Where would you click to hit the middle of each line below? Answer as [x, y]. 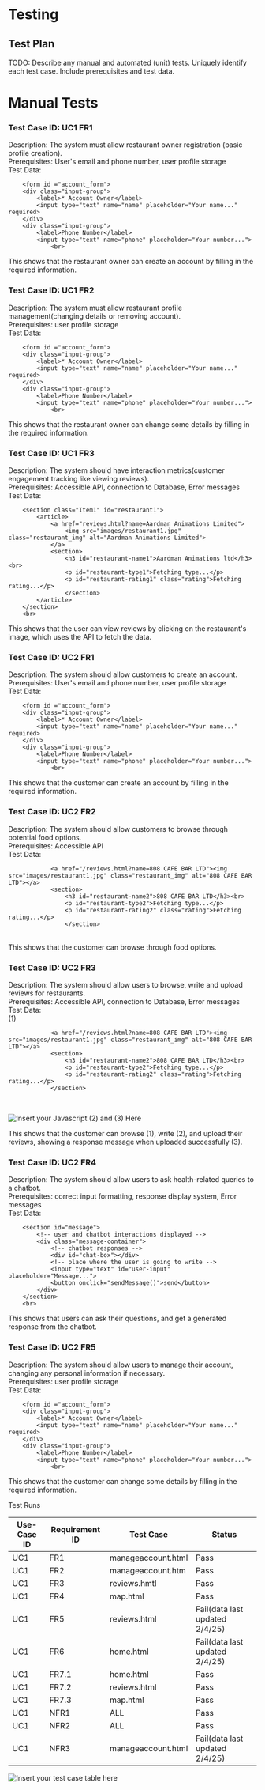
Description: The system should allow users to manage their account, [121, 1365]
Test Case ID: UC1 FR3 [51, 453]
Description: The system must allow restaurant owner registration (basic [125, 145]
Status [224, 1534]
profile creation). [35, 153]
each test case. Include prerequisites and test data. [91, 71]
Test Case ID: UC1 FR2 [51, 290]
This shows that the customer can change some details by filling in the [123, 1481]
